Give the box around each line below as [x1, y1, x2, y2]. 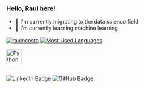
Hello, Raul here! [6, 4, 56, 13]
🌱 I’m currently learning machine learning [15, 24, 118, 32]
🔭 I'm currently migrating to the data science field [15, 18, 139, 25]
